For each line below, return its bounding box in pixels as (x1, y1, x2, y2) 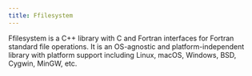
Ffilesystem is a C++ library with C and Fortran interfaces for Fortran (8, 33, 234, 43)
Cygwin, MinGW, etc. (8, 59, 78, 68)
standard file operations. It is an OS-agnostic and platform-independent (8, 41, 245, 51)
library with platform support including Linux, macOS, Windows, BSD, (8, 50, 237, 59)
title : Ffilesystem (8, 11, 74, 20)
